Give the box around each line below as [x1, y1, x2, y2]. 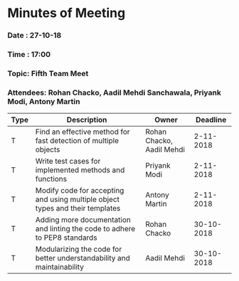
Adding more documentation [35, 215, 132, 225]
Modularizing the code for [35, 244, 122, 254]
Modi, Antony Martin [7, 96, 80, 106]
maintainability [35, 262, 84, 272]
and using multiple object [35, 194, 119, 204]
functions [35, 174, 68, 184]
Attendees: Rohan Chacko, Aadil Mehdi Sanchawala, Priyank [7, 88, 222, 97]
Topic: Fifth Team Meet [7, 68, 89, 78]
